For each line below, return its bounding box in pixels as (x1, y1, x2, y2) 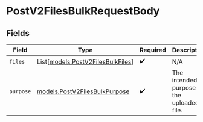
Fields (6, 28, 30, 38)
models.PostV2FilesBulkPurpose (37, 87, 130, 96)
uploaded (172, 99, 199, 106)
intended (172, 76, 198, 84)
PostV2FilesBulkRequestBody (6, 4, 160, 18)
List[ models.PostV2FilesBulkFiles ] (37, 57, 134, 66)
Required (139, 46, 166, 54)
